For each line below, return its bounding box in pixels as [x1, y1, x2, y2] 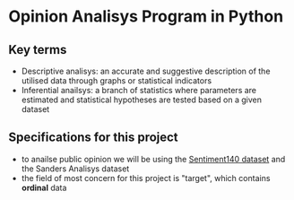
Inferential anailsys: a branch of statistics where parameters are [21, 85, 257, 95]
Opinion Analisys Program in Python [8, 6, 284, 27]
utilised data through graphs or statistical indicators [21, 75, 212, 86]
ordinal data [21, 182, 67, 193]
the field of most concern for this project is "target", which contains [21, 172, 271, 183]
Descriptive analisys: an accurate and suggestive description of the [21, 65, 271, 76]
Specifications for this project [8, 130, 178, 145]
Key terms [8, 42, 67, 57]
